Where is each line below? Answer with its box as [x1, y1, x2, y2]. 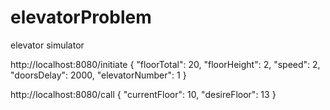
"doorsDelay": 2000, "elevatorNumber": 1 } [10, 69, 187, 81]
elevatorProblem [10, 6, 152, 29]
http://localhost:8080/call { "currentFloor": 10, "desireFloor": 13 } [10, 88, 277, 100]
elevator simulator [10, 39, 85, 51]
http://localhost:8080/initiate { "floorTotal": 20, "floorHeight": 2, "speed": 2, [10, 58, 321, 70]
